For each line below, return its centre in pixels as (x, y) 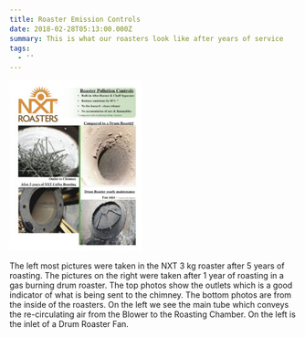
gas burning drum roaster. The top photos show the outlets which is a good (151, 285)
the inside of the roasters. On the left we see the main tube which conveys (149, 305)
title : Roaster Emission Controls (75, 19)
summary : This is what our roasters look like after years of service (147, 38)
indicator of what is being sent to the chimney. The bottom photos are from (151, 295)
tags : (20, 48)
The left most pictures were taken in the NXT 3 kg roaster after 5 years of (147, 266)
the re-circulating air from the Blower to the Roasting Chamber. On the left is (153, 314)
